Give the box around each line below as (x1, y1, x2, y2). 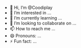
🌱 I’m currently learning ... (9, 15, 62, 21)
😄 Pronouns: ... (9, 33, 42, 39)
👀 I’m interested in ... (9, 10, 52, 16)
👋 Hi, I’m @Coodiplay (9, 5, 53, 10)
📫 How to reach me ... (9, 26, 55, 31)
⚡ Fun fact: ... (9, 38, 37, 44)
